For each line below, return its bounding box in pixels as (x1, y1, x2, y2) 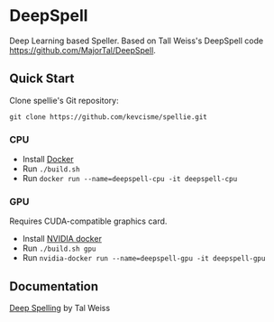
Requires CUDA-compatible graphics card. (9, 216, 168, 226)
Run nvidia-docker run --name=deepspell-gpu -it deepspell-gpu (22, 253, 266, 263)
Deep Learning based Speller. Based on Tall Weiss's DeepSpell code (9, 35, 264, 46)
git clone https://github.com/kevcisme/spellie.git (9, 112, 207, 122)
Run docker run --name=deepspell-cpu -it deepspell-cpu (22, 173, 238, 184)
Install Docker (22, 154, 74, 165)
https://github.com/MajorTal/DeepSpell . (9, 44, 156, 55)
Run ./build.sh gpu (22, 243, 96, 253)
